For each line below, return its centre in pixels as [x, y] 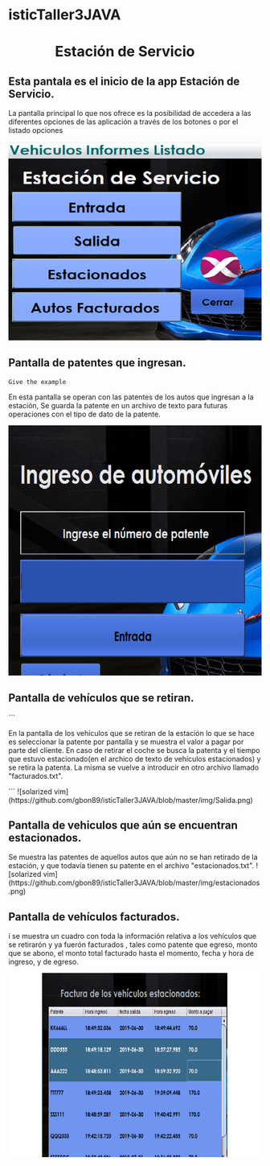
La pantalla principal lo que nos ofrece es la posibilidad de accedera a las [130, 114]
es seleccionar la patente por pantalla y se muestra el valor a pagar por [126, 742]
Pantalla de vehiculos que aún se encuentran [123, 826]
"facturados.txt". [36, 775]
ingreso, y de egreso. [43, 962]
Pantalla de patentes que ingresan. [97, 363]
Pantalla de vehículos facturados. [94, 917]
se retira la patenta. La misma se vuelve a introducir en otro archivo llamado [134, 767]
